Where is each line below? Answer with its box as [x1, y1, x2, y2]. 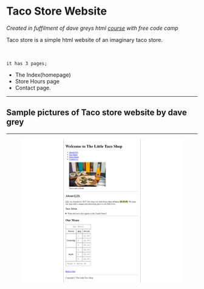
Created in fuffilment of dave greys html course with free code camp [6, 24, 178, 32]
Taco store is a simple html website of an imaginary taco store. [6, 36, 163, 43]
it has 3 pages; [6, 60, 47, 66]
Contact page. [15, 84, 52, 91]
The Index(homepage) [15, 71, 71, 78]
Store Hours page [15, 77, 59, 85]
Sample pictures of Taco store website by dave [6, 108, 187, 118]
